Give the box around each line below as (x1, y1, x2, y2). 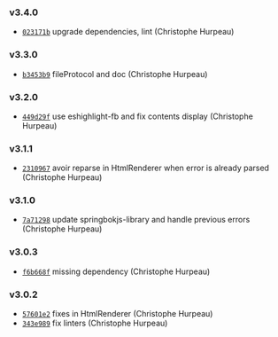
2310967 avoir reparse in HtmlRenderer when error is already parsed (21, 162, 270, 174)
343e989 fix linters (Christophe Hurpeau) (21, 317, 168, 329)
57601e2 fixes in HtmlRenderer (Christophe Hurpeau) (21, 309, 213, 319)
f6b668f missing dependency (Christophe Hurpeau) (21, 266, 211, 277)
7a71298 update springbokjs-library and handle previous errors (21, 215, 251, 225)
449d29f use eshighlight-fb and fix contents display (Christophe (21, 111, 254, 121)
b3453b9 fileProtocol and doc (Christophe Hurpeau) (21, 68, 208, 79)
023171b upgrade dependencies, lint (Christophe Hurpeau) (21, 27, 235, 37)
